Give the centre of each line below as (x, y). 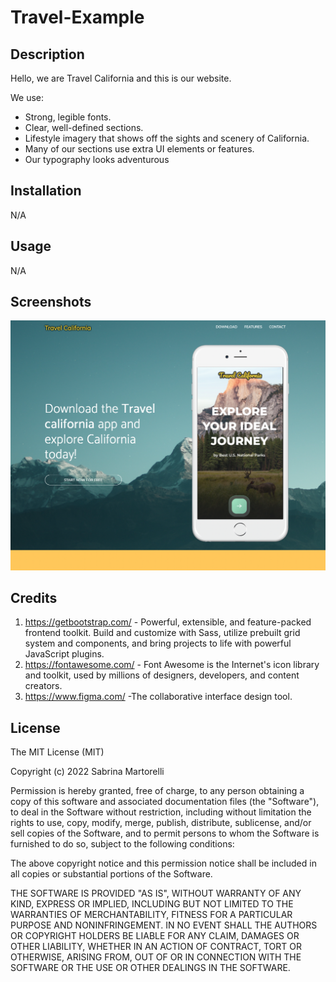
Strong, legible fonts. (68, 117)
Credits (34, 597)
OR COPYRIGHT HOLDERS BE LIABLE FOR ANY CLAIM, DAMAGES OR (155, 936)
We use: (27, 97)
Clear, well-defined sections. (84, 127)
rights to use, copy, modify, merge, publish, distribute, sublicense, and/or (161, 823)
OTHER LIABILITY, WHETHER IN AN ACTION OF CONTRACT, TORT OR (156, 947)
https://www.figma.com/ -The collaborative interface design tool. (158, 697)
